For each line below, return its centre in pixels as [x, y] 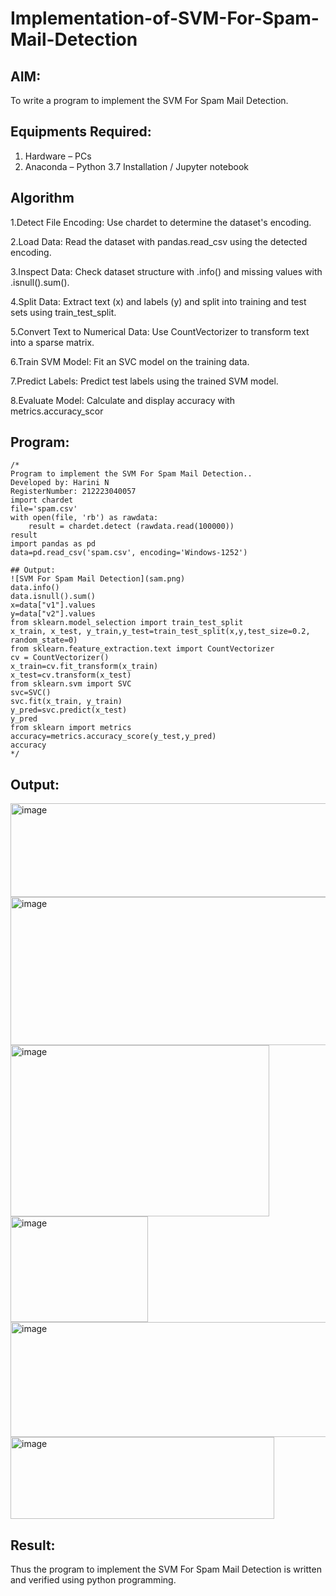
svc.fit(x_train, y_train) [66, 702]
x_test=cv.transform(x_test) [71, 675]
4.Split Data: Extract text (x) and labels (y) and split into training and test [158, 301]
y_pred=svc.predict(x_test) [69, 710]
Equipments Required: [81, 132]
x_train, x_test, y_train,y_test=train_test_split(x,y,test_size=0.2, [160, 632]
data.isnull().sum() [53, 597]
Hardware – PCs [58, 156]
